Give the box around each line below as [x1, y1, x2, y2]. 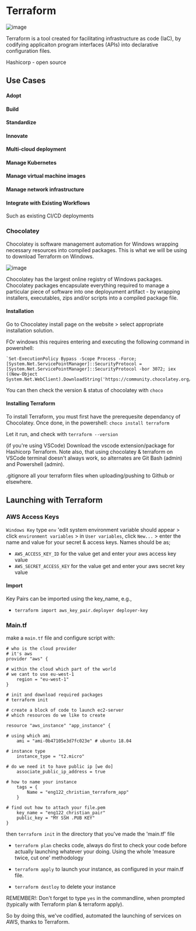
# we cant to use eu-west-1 [6, 671, 75, 678]
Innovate [6, 132, 28, 139]
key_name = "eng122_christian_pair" [16, 810, 106, 816]
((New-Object [6, 371, 38, 377]
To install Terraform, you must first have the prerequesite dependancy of [6, 413, 181, 420]
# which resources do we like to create [6, 712, 106, 719]
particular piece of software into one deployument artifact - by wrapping [6, 288, 180, 295]
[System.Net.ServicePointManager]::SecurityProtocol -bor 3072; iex [6, 366, 176, 372]
